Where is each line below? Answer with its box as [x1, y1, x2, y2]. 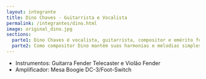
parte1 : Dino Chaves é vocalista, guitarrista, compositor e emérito [12, 37, 193, 43]
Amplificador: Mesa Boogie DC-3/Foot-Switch [15, 66, 132, 73]
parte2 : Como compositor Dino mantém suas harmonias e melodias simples [12, 43, 202, 49]
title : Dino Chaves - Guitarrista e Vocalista [6, 15, 128, 21]
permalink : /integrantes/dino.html [6, 20, 97, 26]
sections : [6, 32, 32, 38]
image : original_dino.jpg [6, 26, 72, 32]
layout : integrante [6, 9, 56, 15]
